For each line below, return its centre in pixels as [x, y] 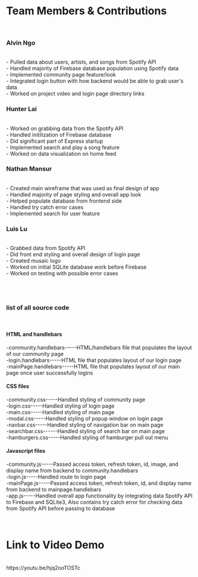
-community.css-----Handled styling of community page [76, 399]
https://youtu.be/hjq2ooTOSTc [43, 567]
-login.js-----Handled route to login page [56, 477]
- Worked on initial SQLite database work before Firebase [76, 267]
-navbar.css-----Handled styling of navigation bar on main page [85, 425]
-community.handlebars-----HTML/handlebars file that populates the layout [99, 347]
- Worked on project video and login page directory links [75, 94]
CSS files [18, 386]
